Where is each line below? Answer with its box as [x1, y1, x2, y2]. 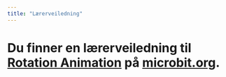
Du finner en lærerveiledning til [7, 40, 192, 55]
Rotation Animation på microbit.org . [7, 55, 220, 70]
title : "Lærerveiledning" [7, 10, 83, 17]
